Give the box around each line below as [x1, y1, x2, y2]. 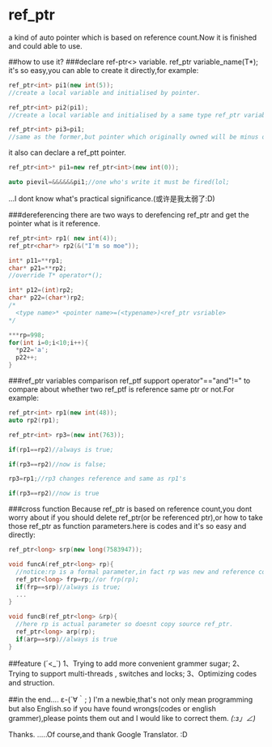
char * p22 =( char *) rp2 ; [8, 294, 85, 302]
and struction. [8, 677, 55, 687]
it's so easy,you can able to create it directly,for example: [8, 65, 199, 75]
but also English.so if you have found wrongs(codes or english [8, 703, 216, 713]
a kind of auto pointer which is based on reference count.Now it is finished [8, 32, 257, 42]
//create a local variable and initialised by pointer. [8, 88, 201, 97]
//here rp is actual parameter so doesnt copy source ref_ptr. [15, 620, 233, 629]
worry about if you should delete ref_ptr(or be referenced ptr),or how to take [8, 513, 263, 522]
